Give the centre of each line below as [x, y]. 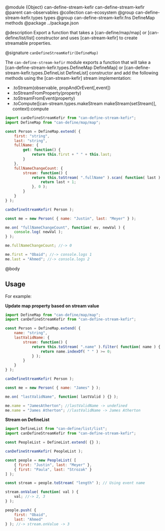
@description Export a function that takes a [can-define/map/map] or [76, 32]
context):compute [30, 109]
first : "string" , [32, 136]
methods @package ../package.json [42, 23]
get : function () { [42, 150]
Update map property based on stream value [52, 306]
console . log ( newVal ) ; [39, 232]
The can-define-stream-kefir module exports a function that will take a [78, 62]
